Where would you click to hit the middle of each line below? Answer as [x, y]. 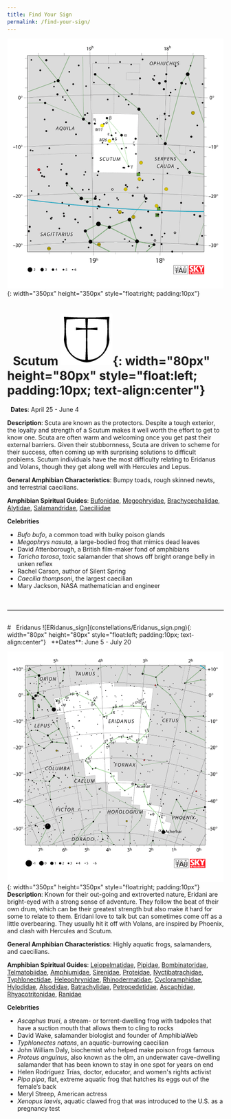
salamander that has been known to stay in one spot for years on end [115, 1065]
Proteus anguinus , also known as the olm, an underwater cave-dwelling [119, 1057]
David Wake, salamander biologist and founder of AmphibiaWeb [107, 1036]
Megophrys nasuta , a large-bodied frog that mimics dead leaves [109, 542]
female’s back [37, 1087]
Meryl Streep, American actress [62, 1094]
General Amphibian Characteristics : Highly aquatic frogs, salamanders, [110, 944]
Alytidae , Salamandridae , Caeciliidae [59, 508]
